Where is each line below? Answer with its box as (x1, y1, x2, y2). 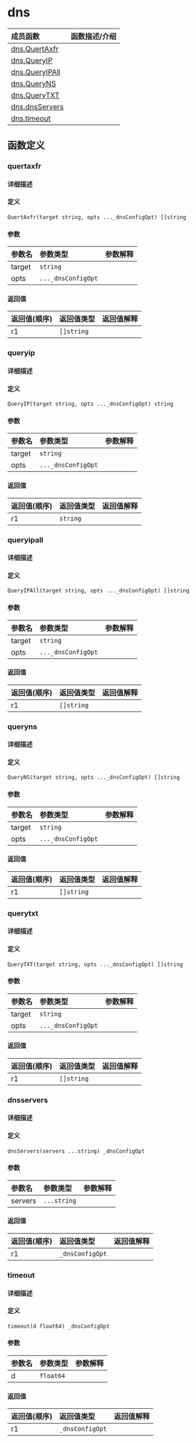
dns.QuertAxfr (11, 43, 59, 53)
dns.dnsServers (11, 101, 64, 111)
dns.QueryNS (11, 78, 56, 88)
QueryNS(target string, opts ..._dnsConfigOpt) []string (7, 774, 180, 781)
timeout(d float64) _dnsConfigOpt (7, 1323, 110, 1330)
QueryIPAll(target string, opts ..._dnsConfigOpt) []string (7, 587, 190, 595)
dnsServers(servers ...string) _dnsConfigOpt (7, 1147, 145, 1155)
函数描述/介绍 (71, 31, 117, 41)
